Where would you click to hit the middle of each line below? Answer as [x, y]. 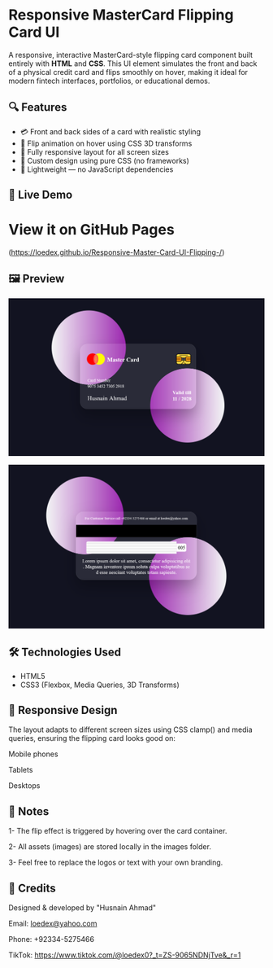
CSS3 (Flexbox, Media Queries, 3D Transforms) [100, 685]
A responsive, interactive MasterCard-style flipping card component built [131, 55]
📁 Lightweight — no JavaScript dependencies [97, 169]
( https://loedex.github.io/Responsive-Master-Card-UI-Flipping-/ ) [117, 252]
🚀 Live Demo [41, 195]
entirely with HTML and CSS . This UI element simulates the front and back [133, 64]
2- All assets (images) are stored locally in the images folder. [110, 847]
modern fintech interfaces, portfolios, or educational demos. [109, 81]
